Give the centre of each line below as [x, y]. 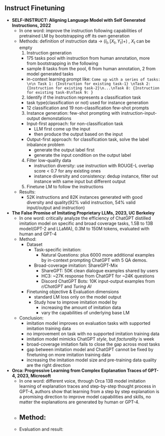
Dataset [34, 244]
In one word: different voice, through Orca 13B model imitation [82, 381]
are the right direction [49, 365]
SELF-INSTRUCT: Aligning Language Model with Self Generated [79, 20]
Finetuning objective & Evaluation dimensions [73, 292]
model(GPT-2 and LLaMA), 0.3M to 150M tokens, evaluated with [84, 228]
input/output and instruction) [56, 208]
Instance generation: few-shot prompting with [73, 113]
